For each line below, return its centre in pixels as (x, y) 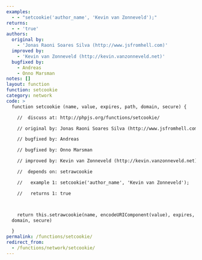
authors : (17, 34)
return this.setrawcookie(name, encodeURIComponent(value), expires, (106, 215)
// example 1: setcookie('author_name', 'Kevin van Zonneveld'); (103, 183)
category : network (29, 95)
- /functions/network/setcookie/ (54, 248)
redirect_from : (25, 243)
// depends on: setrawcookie (55, 172)
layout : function (28, 85)
